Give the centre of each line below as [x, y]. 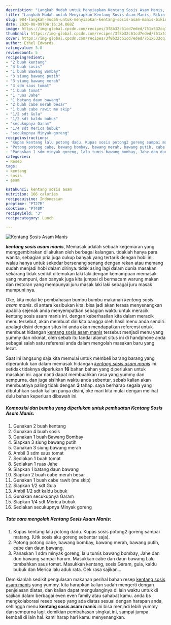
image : [13, 29]
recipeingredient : [25, 57]
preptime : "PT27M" [25, 204]
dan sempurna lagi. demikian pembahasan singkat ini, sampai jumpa [77, 612]
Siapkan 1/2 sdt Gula [35, 486]
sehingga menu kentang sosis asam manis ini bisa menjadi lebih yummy [82, 607]
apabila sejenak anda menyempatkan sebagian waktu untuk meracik [77, 310]
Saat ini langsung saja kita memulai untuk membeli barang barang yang [80, 358]
